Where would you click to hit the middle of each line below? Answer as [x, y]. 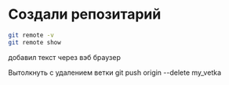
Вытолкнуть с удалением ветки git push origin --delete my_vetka [115, 73]
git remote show [35, 42]
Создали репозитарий [85, 14]
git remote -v [31, 35]
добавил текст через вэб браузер [65, 57]
